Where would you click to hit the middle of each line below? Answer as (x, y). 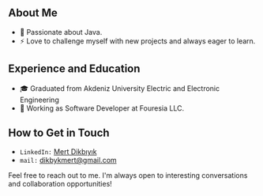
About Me (33, 13)
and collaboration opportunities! (60, 184)
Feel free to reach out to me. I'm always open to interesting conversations (128, 175)
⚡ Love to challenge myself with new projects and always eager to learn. (137, 41)
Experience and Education (74, 69)
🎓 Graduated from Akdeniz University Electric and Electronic (119, 88)
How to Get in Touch (59, 133)
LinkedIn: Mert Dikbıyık (58, 152)
